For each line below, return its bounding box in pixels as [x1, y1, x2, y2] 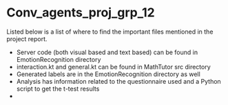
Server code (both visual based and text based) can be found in [16, 48, 198, 56]
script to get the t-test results [16, 84, 100, 93]
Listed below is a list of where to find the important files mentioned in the [6, 27, 214, 36]
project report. [6, 34, 48, 43]
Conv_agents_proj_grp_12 [6, 5, 156, 21]
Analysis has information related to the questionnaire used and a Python [16, 77, 221, 85]
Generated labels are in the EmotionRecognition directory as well [16, 70, 200, 78]
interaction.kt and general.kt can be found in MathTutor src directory [16, 62, 211, 71]
